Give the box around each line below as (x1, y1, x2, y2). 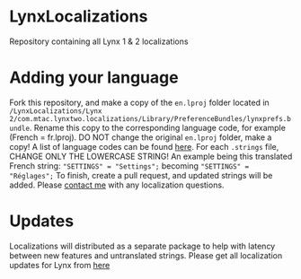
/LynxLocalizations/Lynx (9, 106, 102, 116)
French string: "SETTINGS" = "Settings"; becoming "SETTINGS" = (9, 160, 250, 171)
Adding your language (9, 67, 179, 88)
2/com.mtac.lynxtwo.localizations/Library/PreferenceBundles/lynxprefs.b (9, 114, 292, 123)
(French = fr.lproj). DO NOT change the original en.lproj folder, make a (9, 132, 272, 143)
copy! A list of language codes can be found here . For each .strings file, (9, 141, 279, 152)
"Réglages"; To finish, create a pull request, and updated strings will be (9, 170, 273, 180)
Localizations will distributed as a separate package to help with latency (9, 240, 276, 251)
